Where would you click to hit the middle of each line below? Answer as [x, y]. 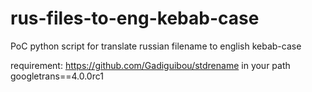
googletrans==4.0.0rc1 [57, 76]
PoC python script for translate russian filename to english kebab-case [156, 46]
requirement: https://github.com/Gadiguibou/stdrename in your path [150, 65]
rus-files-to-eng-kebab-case [135, 18]
